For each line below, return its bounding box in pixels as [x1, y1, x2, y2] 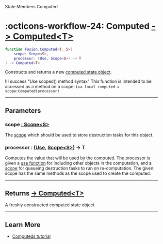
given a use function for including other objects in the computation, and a [5, 160, 152, 166]
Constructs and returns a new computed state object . [5, 69, 112, 75]
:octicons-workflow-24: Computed [5, 21, 150, 32]
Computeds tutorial [12, 233, 51, 239]
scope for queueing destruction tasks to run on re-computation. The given [5, 166, 154, 171]
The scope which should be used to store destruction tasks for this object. [5, 132, 154, 138]
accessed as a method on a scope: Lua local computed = [5, 84, 120, 90]
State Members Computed [5, 4, 58, 9]
